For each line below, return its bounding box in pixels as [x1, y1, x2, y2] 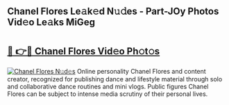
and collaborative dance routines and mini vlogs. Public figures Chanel [7, 83, 209, 90]
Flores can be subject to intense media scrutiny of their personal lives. [7, 90, 208, 98]
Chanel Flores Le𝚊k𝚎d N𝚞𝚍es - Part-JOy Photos [7, 6, 219, 17]
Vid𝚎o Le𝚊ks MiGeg [7, 17, 96, 29]
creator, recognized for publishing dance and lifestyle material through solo [7, 75, 223, 83]
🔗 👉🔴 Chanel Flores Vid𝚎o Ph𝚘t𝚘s [7, 45, 160, 57]
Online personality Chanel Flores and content [76, 67, 206, 75]
